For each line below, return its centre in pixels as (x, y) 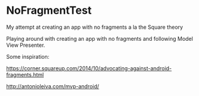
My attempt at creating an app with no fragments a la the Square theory (95, 27)
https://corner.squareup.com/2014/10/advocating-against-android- (89, 68)
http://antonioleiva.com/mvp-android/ (53, 86)
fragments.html (25, 74)
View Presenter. (26, 45)
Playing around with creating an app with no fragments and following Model (100, 38)
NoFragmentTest (49, 10)
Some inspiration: (28, 56)
